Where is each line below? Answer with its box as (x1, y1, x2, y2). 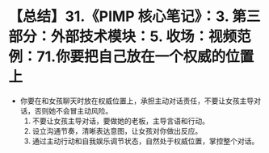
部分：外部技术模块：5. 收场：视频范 (8, 27, 251, 46)
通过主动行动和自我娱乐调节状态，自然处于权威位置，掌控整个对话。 (32, 136, 259, 146)
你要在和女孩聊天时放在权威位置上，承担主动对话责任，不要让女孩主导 (19, 96, 254, 105)
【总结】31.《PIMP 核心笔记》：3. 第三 (8, 7, 261, 26)
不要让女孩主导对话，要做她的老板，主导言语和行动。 (32, 116, 210, 126)
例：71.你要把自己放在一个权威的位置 (8, 48, 254, 66)
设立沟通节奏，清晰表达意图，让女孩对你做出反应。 (32, 126, 203, 135)
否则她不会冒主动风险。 (34, 105, 113, 115)
